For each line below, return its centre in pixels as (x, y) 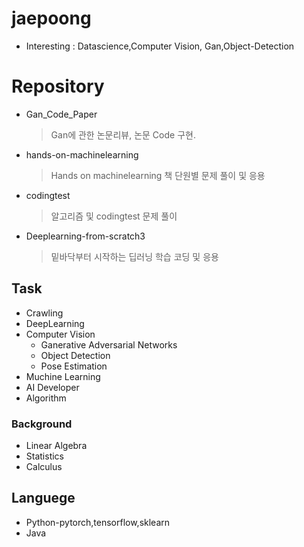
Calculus (44, 466)
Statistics (45, 456)
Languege (43, 498)
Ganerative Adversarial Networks (109, 344)
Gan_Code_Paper (61, 114)
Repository (58, 86)
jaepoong (51, 18)
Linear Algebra (56, 445)
